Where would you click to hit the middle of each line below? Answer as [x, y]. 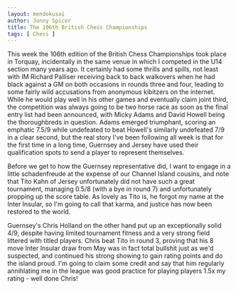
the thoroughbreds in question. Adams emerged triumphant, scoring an [112, 123]
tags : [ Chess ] [31, 34]
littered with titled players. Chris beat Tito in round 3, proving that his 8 [111, 241]
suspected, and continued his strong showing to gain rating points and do [115, 256]
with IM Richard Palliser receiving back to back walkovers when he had [111, 77]
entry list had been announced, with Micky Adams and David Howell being [116, 115]
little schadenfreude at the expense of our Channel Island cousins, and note [118, 174]
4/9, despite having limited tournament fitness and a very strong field [109, 233]
